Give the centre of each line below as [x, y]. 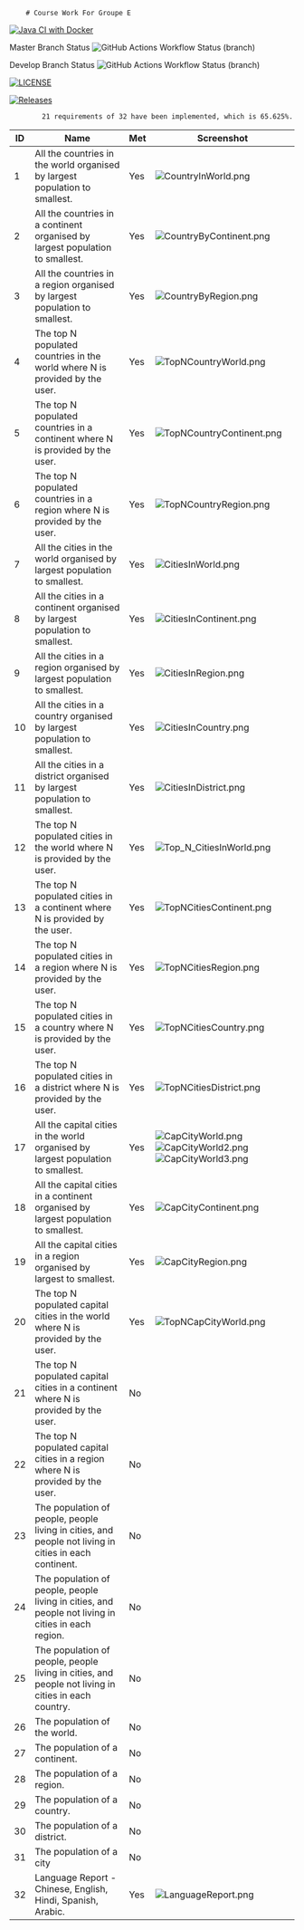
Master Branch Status [50, 47]
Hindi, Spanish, [66, 1900]
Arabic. [50, 1911]
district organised [72, 776]
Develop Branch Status [52, 65]
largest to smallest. [75, 1279]
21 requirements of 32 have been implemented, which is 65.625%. [168, 117]
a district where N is [77, 1087]
